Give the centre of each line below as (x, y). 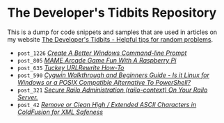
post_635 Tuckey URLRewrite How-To (71, 67)
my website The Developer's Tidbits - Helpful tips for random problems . (110, 39)
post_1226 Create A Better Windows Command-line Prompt (102, 53)
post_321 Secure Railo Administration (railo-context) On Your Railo (112, 90)
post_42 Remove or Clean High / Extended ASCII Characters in (107, 104)
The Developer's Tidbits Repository (112, 13)
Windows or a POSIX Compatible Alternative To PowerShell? (104, 82)
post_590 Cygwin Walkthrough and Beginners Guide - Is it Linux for (113, 75)
